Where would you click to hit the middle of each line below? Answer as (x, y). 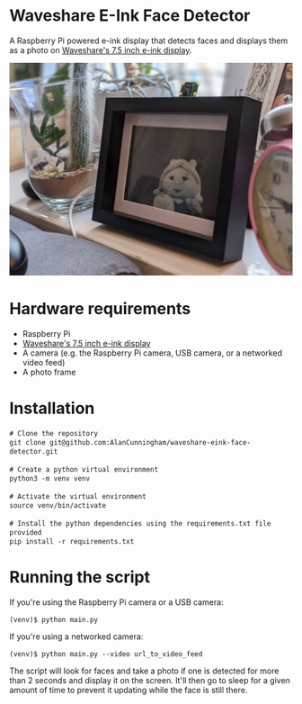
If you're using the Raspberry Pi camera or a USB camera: (116, 602)
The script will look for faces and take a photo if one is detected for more (144, 671)
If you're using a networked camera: (76, 636)
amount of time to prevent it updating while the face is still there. (129, 690)
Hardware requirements (100, 309)
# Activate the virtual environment (78, 496)
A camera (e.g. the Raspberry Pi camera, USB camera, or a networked (152, 353)
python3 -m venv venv (50, 478)
